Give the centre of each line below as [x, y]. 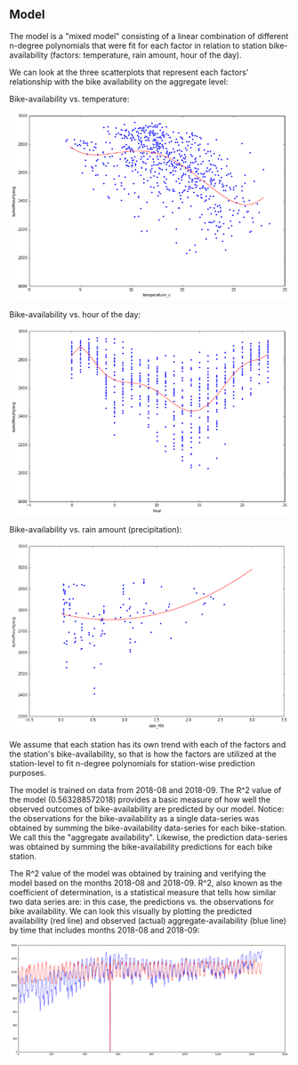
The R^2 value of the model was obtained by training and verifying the [138, 873]
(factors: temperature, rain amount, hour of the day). [146, 55]
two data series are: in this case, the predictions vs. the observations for [141, 901]
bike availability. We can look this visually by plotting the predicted [131, 911]
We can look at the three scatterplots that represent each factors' [129, 72]
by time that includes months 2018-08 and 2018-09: [105, 930]
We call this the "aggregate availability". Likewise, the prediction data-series [149, 837]
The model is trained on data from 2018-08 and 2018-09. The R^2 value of [145, 789]
